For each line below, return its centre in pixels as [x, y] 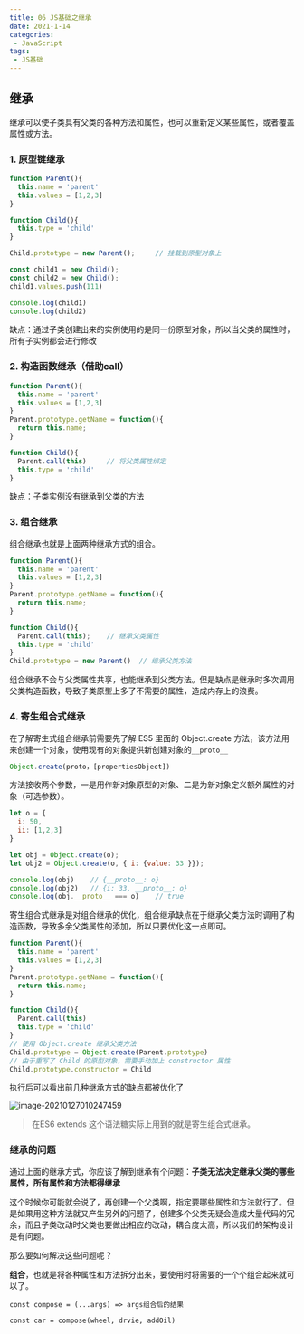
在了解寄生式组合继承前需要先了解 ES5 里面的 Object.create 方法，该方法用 [149, 738]
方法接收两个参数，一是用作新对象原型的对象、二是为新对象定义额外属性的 [148, 785]
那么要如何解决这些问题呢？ [61, 1255]
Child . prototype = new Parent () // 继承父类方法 [100, 662]
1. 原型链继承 [37, 159]
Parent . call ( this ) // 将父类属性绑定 [92, 461]
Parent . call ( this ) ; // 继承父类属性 [89, 636]
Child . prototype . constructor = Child [81, 1069]
